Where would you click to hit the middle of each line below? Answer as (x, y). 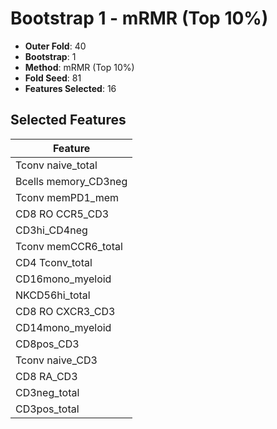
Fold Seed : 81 (53, 78)
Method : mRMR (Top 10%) (79, 67)
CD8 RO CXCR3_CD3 (65, 311)
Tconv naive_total (56, 165)
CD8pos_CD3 (47, 344)
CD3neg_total (47, 392)
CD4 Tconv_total (54, 262)
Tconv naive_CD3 (56, 360)
